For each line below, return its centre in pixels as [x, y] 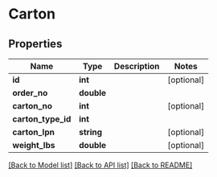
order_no [30, 93]
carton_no [33, 106]
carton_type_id [42, 119]
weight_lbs [34, 145]
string [91, 132]
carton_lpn [33, 132]
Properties [35, 44]
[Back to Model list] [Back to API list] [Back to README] [100, 165]
